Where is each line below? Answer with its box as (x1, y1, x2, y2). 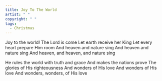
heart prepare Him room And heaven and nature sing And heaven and (5, 45, 149, 51)
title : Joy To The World (5, 7, 57, 12)
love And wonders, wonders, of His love (5, 70, 87, 76)
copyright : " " (5, 16, 37, 21)
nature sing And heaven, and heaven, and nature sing (5, 50, 115, 56)
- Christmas (9, 26, 35, 31)
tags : (5, 21, 16, 26)
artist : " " (5, 12, 30, 17)
